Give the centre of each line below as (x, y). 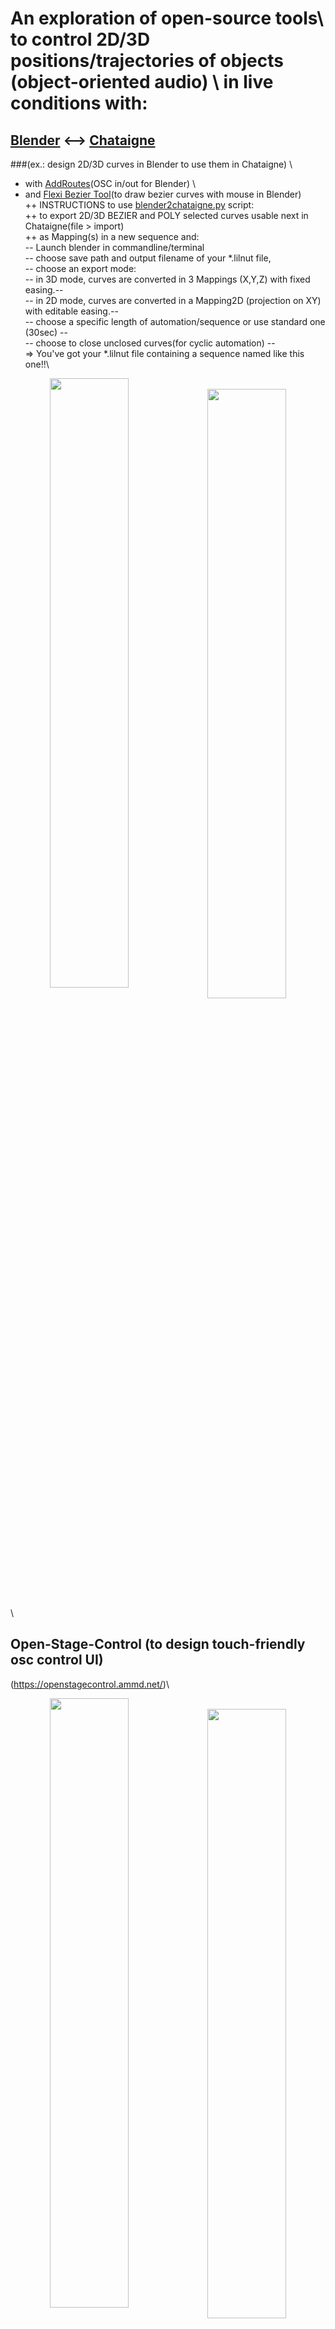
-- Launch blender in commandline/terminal (114, 247)
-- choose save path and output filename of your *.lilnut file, (148, 258)
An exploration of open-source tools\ (167, 18)
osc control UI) (57, 1660)
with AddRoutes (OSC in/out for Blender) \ (110, 183)
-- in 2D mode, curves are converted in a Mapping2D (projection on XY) (173, 300)
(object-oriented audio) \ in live (142, 82)
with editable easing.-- (71, 311)
